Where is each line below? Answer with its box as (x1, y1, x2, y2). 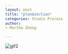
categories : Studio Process (5, 16, 64, 21)
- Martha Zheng (5, 26, 37, 30)
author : (5, 21, 21, 26)
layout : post (5, 7, 32, 12)
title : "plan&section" (5, 12, 52, 17)
